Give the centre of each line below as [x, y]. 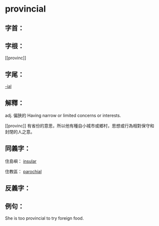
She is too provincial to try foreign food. [44, 218]
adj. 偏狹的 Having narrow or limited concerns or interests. [63, 115]
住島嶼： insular [21, 161]
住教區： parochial [23, 171]
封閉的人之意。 [20, 132]
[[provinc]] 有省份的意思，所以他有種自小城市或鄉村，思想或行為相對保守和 [80, 126]
